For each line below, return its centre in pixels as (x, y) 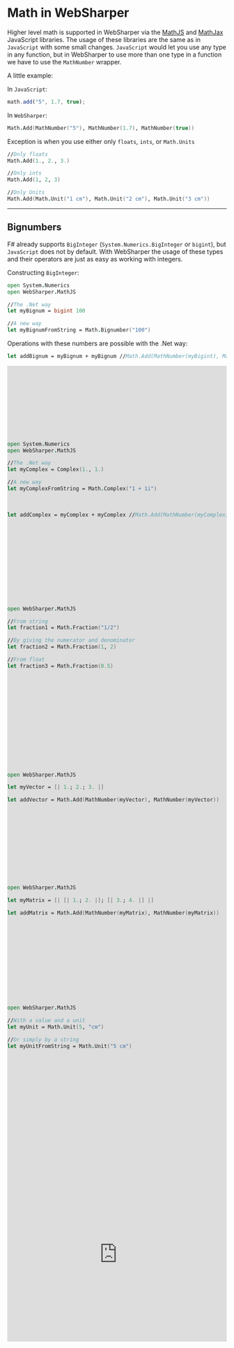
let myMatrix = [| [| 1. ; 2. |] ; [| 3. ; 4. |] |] (81, 900)
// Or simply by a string (43, 1040)
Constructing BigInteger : (43, 272)
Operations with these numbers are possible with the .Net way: (97, 343)
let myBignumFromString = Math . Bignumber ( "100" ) (79, 330)
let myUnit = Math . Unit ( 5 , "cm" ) (56, 1027)
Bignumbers (34, 228)
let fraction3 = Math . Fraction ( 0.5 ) (60, 666)
